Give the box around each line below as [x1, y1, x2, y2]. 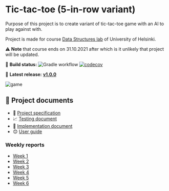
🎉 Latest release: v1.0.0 [5, 71, 57, 78]
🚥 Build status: [5, 61, 37, 67]
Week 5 [12, 175, 29, 181]
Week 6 [12, 180, 29, 186]
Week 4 [12, 169, 29, 176]
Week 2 [12, 158, 29, 165]
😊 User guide [12, 128, 43, 135]
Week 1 [12, 153, 28, 159]
